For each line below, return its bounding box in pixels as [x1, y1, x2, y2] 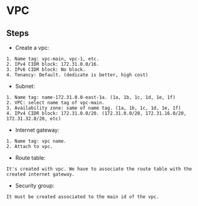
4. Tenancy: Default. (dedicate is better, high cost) [6, 72, 149, 78]
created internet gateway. [6, 171, 75, 177]
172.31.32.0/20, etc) [6, 116, 62, 122]
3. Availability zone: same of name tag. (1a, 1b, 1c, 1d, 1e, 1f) [6, 105, 182, 111]
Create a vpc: [15, 44, 50, 51]
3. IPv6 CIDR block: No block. [6, 66, 86, 73]
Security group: [15, 182, 55, 189]
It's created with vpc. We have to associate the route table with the [6, 166, 192, 172]
